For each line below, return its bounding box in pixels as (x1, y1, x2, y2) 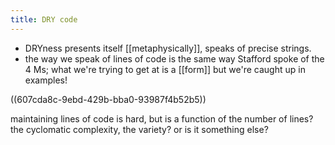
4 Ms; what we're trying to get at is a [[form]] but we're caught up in (24, 63, 306, 75)
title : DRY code (10, 14, 78, 25)
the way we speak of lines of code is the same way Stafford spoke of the (24, 52, 325, 65)
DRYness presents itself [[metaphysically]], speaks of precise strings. (24, 42, 312, 54)
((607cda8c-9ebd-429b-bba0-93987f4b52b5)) (10, 93, 207, 105)
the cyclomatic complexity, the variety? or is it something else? (10, 123, 269, 135)
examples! (24, 74, 68, 86)
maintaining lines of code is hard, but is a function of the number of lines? (10, 112, 314, 125)
